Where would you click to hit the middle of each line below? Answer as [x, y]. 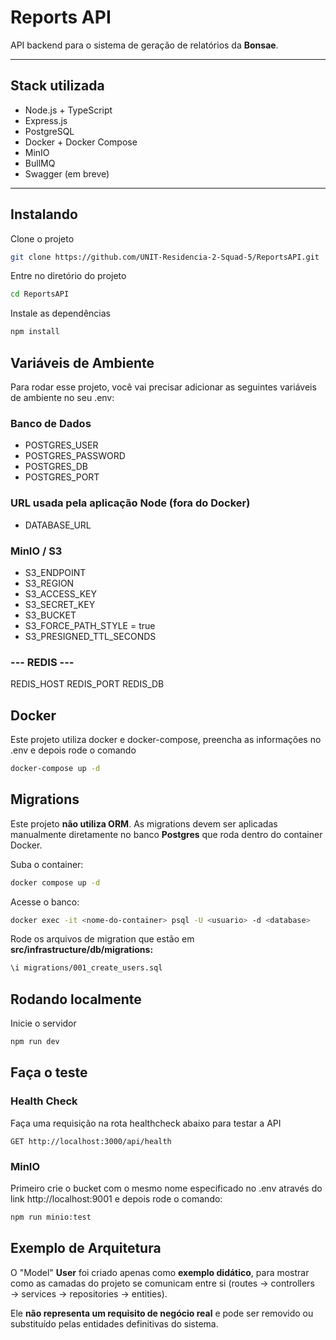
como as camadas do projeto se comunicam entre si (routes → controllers [162, 1283]
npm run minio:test [51, 1217]
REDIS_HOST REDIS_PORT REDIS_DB [87, 684]
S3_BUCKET [50, 615]
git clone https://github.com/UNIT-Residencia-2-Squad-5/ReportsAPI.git [165, 257]
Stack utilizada [57, 86]
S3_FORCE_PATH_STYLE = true [90, 625]
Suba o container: [47, 864]
